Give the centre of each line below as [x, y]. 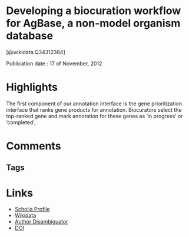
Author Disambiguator [42, 222]
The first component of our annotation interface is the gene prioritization [94, 104]
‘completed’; [21, 122]
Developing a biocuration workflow [94, 11]
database [30, 36]
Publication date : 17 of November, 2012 [54, 64]
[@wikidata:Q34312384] [36, 52]
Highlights [32, 87]
